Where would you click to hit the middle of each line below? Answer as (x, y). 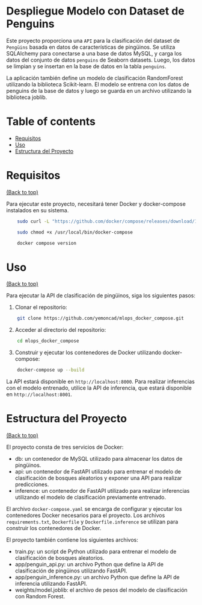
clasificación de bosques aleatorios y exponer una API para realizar (98, 478)
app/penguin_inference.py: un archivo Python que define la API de (97, 577)
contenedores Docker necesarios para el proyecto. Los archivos (86, 515)
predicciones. (32, 484)
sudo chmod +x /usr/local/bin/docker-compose (75, 232)
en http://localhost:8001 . (39, 394)
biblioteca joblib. (26, 97)
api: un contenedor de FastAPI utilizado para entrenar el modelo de (98, 471)
